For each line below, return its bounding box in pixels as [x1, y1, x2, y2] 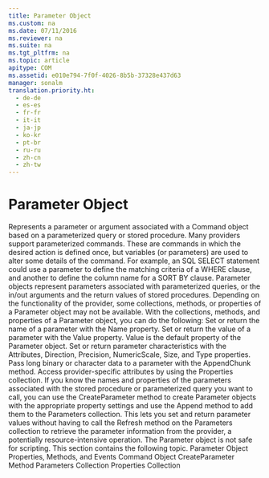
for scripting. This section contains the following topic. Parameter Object [8, 444, 249, 453]
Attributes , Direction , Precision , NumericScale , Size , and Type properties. [8, 350, 251, 359]
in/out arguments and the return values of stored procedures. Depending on [8, 290, 260, 300]
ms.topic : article [8, 57, 70, 65]
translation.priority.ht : [8, 86, 95, 95]
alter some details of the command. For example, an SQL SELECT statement [8, 256, 260, 265]
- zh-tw [15, 161, 42, 169]
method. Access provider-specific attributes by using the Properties [8, 367, 234, 377]
